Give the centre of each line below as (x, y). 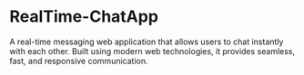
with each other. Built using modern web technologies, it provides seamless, (152, 51)
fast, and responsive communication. (79, 61)
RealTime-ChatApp (84, 17)
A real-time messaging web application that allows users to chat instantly (147, 42)
